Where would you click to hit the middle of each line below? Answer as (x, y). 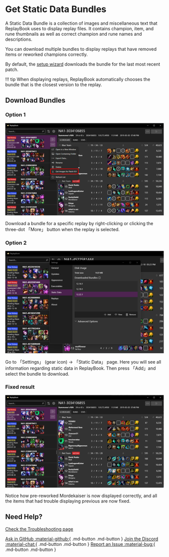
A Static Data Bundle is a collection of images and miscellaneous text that (81, 23)
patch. (12, 69)
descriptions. (19, 39)
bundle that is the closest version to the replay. (54, 85)
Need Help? (24, 517)
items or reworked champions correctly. (47, 54)
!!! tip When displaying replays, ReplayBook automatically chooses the (78, 79)
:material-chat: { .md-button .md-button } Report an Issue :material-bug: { (80, 544)
